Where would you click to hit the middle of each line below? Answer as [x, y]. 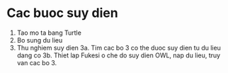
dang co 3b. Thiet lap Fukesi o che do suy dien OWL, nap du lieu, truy [119, 55]
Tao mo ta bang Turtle [49, 33]
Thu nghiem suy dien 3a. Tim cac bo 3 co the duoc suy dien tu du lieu [119, 47]
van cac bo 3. [37, 62]
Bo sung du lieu [40, 40]
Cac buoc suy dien [62, 13]
